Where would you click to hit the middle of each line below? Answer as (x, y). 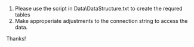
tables (22, 15)
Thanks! (16, 38)
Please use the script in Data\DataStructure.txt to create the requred (99, 9)
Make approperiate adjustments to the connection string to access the (101, 21)
